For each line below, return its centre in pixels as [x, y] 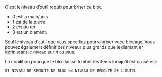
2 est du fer [24, 27]
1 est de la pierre [29, 22]
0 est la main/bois [30, 16]
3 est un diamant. [30, 32]
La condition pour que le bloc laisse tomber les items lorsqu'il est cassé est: [81, 62]
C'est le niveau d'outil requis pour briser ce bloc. [54, 7]
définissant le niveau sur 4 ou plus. [40, 52]
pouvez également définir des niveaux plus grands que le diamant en [74, 47]
